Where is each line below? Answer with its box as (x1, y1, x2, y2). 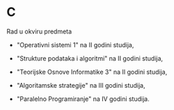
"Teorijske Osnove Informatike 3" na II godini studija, (16, 68, 168, 76)
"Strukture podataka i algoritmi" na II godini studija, (16, 54, 164, 63)
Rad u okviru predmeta (6, 27, 72, 36)
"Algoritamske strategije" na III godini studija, (16, 81, 145, 89)
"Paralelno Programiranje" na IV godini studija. (16, 95, 150, 103)
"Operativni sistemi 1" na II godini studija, (16, 40, 134, 49)
